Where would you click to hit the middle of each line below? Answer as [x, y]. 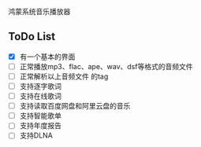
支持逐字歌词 [40, 86]
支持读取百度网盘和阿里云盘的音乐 [75, 106]
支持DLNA [36, 135]
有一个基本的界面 [47, 57]
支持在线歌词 [40, 96]
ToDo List [32, 37]
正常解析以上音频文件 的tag [64, 76]
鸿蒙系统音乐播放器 [39, 11]
